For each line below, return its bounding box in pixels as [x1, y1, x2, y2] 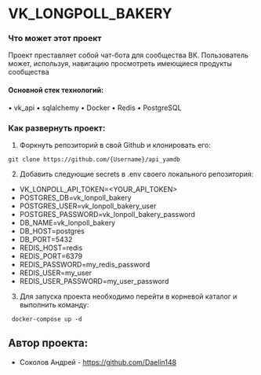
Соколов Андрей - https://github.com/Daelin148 [19, 357, 177, 366]
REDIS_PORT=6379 [19, 251, 83, 260]
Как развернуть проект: [8, 123, 106, 134]
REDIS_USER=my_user [19, 268, 92, 278]
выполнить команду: [19, 300, 89, 309]
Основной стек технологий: [8, 86, 104, 95]
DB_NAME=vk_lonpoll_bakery [19, 218, 116, 227]
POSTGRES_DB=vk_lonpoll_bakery [19, 193, 132, 202]
